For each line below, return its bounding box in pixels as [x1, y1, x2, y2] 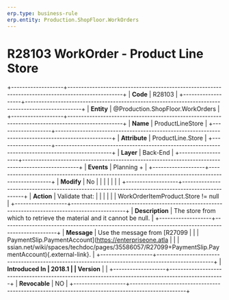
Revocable [19, 279, 50, 288]
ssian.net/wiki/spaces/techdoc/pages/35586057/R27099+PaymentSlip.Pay [7, 243, 220, 251]
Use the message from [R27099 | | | [98, 229, 200, 237]
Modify [60, 177, 82, 186]
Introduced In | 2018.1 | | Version [7, 265, 100, 273]
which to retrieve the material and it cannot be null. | [7, 214, 154, 223]
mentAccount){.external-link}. [7, 251, 92, 259]
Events [87, 163, 108, 171]
